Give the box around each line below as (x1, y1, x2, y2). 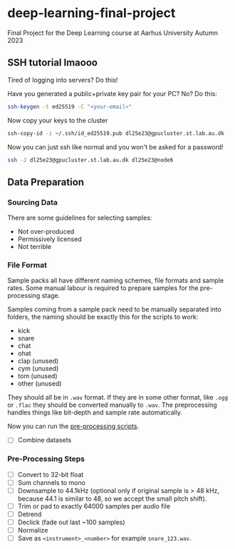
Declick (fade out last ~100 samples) (17, 518, 126, 527)
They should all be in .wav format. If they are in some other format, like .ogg (7, 393, 229, 402)
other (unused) (17, 379, 62, 388)
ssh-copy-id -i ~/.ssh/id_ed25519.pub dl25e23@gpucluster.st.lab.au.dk (7, 129, 224, 137)
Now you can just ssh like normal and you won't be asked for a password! (7, 142, 224, 151)
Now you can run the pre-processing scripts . (7, 422, 140, 431)
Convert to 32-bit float (17, 470, 84, 479)
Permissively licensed (17, 235, 82, 243)
